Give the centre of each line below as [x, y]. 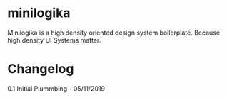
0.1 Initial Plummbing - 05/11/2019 [56, 88]
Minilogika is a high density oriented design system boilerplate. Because [113, 33]
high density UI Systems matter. [54, 40]
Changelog [41, 69]
